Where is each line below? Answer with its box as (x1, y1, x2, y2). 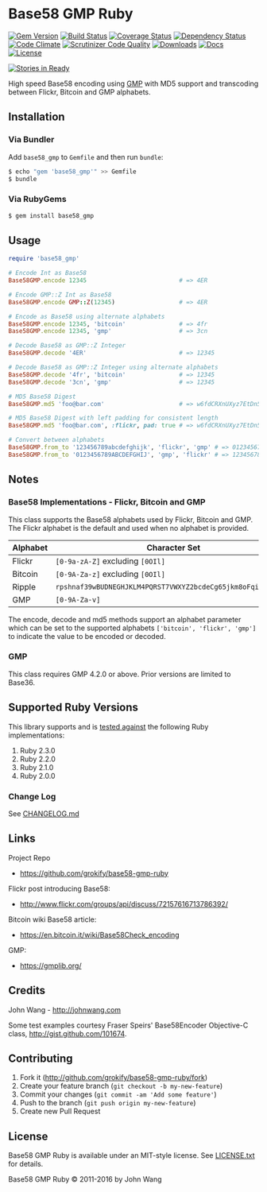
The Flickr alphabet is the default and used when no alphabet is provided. (8, 523, 250, 532)
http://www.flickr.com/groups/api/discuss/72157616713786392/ (19, 899, 229, 908)
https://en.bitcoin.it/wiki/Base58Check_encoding (19, 930, 180, 939)
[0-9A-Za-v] (55, 595, 101, 604)
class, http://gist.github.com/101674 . (8, 1028, 127, 1038)
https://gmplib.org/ (19, 961, 82, 970)
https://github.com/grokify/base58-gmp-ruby (19, 868, 169, 878)
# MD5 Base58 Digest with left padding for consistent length (8, 414, 219, 422)
